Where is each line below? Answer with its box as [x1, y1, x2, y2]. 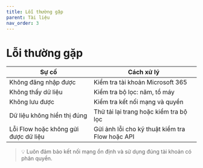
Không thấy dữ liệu [9, 88, 63, 97]
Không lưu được [9, 98, 54, 106]
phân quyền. [21, 155, 53, 162]
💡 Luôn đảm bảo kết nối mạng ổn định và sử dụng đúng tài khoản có [21, 148, 192, 155]
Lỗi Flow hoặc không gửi [9, 125, 79, 134]
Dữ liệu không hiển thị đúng [9, 111, 88, 120]
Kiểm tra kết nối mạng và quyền [93, 98, 184, 106]
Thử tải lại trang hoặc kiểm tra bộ [93, 108, 187, 116]
